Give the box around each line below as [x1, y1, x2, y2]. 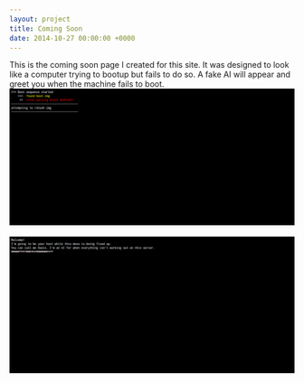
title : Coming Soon [9, 23, 83, 33]
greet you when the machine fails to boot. [9, 79, 165, 89]
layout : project [9, 14, 71, 23]
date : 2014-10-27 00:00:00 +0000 [9, 33, 136, 42]
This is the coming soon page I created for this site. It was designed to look [9, 60, 290, 70]
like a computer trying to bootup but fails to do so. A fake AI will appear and [9, 69, 291, 80]
